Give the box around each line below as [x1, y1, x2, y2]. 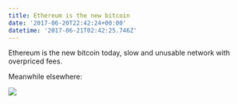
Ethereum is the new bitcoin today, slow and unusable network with [8, 48, 230, 58]
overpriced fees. [8, 56, 62, 66]
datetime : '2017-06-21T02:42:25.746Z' [8, 26, 137, 34]
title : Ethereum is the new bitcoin [8, 11, 130, 20]
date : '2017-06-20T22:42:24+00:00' [8, 19, 127, 27]
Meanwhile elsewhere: [8, 72, 82, 82]
